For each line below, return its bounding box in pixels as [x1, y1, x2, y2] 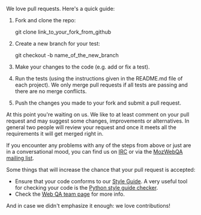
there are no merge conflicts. [14, 88, 87, 95]
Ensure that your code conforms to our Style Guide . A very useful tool [14, 178, 188, 185]
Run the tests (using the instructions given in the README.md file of [14, 75, 183, 82]
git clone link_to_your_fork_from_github [14, 28, 112, 35]
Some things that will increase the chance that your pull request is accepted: [6, 166, 196, 173]
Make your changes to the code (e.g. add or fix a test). [14, 63, 150, 70]
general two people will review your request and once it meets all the [6, 124, 177, 131]
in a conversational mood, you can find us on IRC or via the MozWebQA [6, 148, 183, 155]
